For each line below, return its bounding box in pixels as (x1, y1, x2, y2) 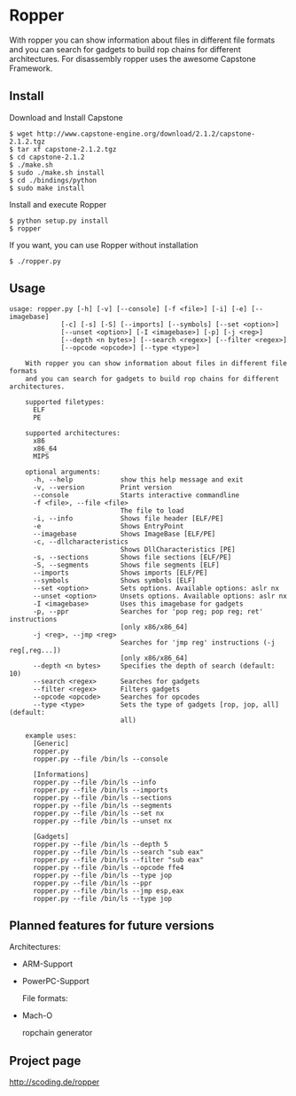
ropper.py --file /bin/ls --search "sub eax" (32, 848, 204, 857)
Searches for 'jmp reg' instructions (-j (120, 638, 276, 647)
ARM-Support (21, 959, 74, 969)
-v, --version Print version (32, 482, 173, 492)
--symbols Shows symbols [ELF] (32, 575, 197, 585)
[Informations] (32, 770, 90, 779)
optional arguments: (25, 467, 101, 476)
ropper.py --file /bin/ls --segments (32, 801, 173, 810)
